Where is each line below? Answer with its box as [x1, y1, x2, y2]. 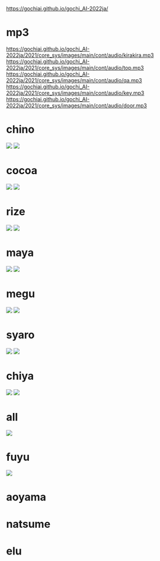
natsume [6, 517, 51, 531]
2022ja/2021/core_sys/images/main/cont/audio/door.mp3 [6, 102, 147, 109]
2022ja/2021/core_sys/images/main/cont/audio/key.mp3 [6, 89, 145, 97]
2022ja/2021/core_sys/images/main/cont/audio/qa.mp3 [6, 76, 142, 84]
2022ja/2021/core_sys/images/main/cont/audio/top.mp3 [6, 64, 144, 71]
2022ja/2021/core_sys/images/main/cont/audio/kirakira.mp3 [6, 52, 154, 59]
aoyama [6, 490, 46, 504]
